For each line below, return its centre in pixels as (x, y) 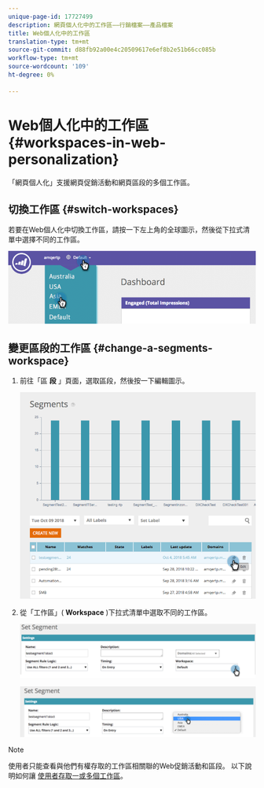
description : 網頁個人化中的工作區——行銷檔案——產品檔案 (91, 25)
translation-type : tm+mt (49, 42)
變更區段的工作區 (49, 348)
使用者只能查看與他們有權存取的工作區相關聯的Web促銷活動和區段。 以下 (126, 766)
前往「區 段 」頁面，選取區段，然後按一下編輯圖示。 (104, 381)
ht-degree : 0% (31, 75)
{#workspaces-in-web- (87, 142)
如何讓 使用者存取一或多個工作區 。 (71, 776)
